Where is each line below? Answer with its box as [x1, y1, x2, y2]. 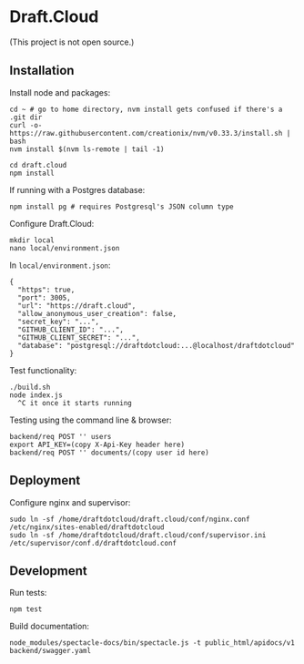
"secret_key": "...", [17, 317, 100, 326]
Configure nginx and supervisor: [9, 496, 131, 507]
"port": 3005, [17, 293, 71, 302]
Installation [9, 63, 75, 78]
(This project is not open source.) [9, 36, 135, 47]
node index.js [9, 390, 64, 400]
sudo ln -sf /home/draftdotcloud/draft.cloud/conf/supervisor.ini [9, 530, 267, 539]
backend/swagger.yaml [9, 647, 92, 656]
